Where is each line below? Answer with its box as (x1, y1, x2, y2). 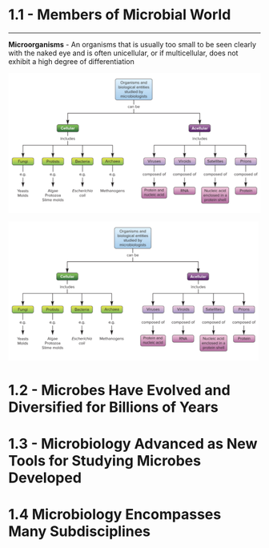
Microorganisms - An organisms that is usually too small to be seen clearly (8, 39, 257, 49)
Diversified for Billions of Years (8, 398, 219, 416)
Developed (8, 469, 82, 487)
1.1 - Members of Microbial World (8, 6, 231, 24)
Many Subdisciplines (8, 522, 151, 541)
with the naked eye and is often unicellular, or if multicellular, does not (8, 48, 239, 58)
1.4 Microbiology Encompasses (8, 506, 222, 524)
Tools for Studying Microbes (8, 452, 202, 470)
